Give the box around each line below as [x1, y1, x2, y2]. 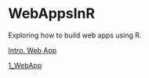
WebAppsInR [8, 5, 96, 23]
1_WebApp [8, 60, 42, 70]
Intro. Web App [8, 45, 57, 55]
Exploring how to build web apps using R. [8, 30, 142, 40]
